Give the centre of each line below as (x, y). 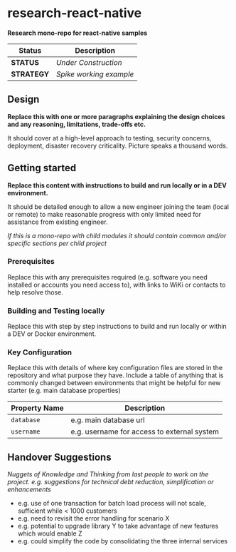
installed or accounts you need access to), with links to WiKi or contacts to (117, 285)
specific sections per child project (57, 243)
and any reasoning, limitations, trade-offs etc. (77, 124)
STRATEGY (30, 74)
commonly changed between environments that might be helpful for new (114, 383)
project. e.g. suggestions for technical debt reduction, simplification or (111, 482)
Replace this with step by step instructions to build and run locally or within (117, 327)
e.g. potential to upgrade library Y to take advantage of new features (118, 526)
